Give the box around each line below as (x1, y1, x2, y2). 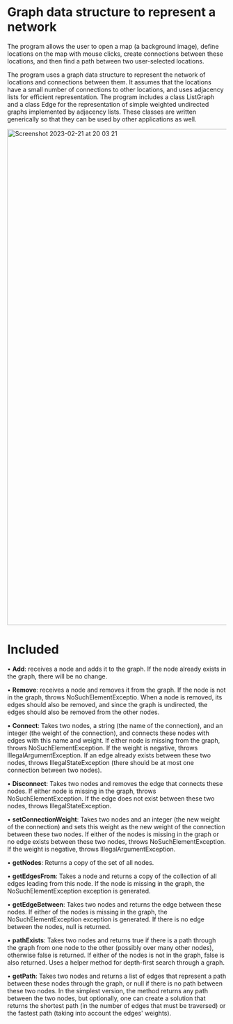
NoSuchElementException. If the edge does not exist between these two (7, 794, 215, 803)
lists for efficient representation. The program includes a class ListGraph (7, 92, 215, 101)
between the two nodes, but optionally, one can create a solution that (7, 994, 207, 1002)
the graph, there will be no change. (7, 671, 108, 681)
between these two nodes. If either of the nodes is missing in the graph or (7, 830, 219, 838)
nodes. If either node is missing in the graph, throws (7, 787, 156, 795)
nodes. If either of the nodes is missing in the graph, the (7, 907, 168, 916)
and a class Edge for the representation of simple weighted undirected (7, 100, 209, 108)
